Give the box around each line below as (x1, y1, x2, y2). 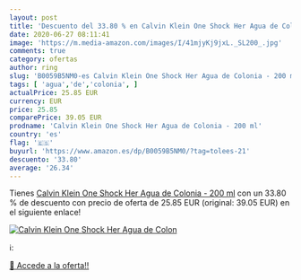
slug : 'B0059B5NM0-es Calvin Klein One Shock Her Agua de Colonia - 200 (9, 72, 287, 81)
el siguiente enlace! (9, 207, 82, 218)
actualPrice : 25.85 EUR (9, 88, 99, 97)
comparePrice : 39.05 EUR (9, 113, 102, 122)
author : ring (9, 64, 58, 73)
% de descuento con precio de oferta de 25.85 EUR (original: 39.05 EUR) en (9, 197, 290, 208)
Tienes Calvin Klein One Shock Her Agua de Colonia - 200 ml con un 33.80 (9, 188, 287, 198)
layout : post (9, 13, 58, 22)
